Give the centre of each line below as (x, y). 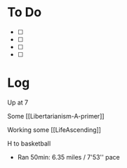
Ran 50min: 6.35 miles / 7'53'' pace (69, 157)
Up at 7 (18, 102)
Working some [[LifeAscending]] (54, 130)
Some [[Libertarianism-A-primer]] (56, 116)
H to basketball (29, 143)
